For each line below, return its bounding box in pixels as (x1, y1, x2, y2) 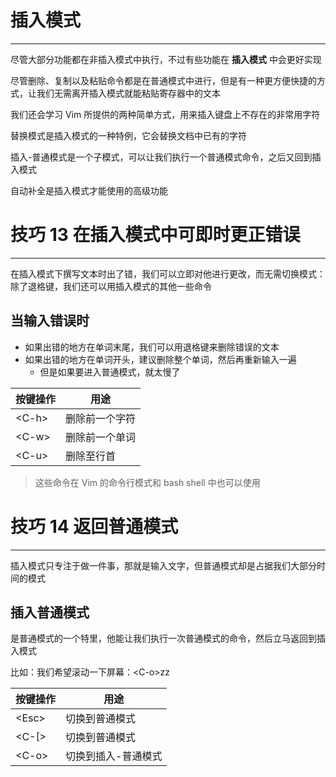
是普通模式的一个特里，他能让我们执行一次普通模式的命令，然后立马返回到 (10, 632, 317, 645)
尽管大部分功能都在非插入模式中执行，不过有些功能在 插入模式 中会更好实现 (10, 53, 322, 65)
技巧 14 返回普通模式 (10, 515, 179, 538)
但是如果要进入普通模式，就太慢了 (39, 366, 181, 378)
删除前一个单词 (65, 430, 137, 444)
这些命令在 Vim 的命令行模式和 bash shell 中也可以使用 (34, 476, 261, 488)
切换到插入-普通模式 (65, 749, 163, 763)
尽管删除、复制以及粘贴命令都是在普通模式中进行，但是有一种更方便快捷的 (10, 74, 317, 86)
